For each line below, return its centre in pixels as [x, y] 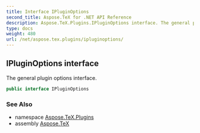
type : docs [20, 28]
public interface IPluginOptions [48, 89]
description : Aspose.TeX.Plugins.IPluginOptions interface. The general [98, 23]
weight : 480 [21, 34]
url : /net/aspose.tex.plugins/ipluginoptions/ [65, 39]
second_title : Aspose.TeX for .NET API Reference [69, 17]
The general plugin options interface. [51, 78]
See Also [19, 104]
